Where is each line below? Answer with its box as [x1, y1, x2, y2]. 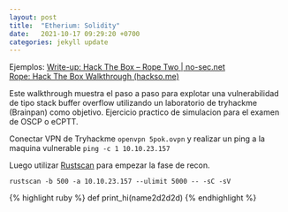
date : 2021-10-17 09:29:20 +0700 [9, 29, 140, 38]
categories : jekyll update [9, 37, 109, 47]
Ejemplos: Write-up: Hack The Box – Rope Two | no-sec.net [9, 62, 225, 72]
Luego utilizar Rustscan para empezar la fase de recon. [9, 160, 210, 170]
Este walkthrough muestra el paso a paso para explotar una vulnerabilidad [9, 88, 280, 99]
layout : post [9, 12, 57, 22]
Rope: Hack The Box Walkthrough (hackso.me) [9, 72, 179, 82]
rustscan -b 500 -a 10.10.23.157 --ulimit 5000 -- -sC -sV [9, 178, 231, 186]
